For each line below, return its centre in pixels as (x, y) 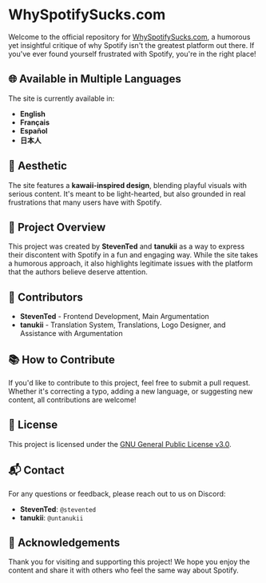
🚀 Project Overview (57, 227)
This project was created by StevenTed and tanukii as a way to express (127, 246)
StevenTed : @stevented (58, 509)
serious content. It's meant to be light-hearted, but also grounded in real (127, 194)
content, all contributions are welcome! (73, 400)
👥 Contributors (46, 297)
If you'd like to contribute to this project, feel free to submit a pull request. (129, 383)
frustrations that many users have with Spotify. (85, 202)
